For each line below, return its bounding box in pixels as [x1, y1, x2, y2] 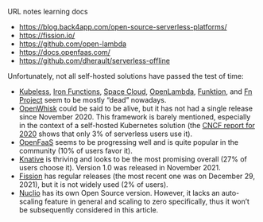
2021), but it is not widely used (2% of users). [18, 180, 168, 189]
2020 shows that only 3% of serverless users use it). [18, 129, 192, 138]
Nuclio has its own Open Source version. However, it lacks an [18, 189, 220, 197]
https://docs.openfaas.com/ [18, 48, 110, 56]
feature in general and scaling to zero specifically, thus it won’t [44, 197, 249, 206]
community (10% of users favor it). [18, 146, 133, 155]
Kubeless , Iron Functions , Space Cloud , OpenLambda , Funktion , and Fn [18, 87, 253, 96]
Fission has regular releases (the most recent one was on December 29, [18, 171, 256, 181]
